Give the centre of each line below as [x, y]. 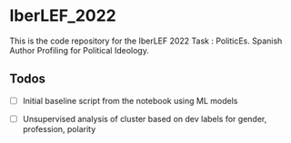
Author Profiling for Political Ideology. [80, 50]
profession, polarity [59, 129]
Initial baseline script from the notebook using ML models [130, 100]
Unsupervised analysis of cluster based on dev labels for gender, [145, 119]
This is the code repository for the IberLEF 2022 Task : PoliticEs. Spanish [146, 41]
